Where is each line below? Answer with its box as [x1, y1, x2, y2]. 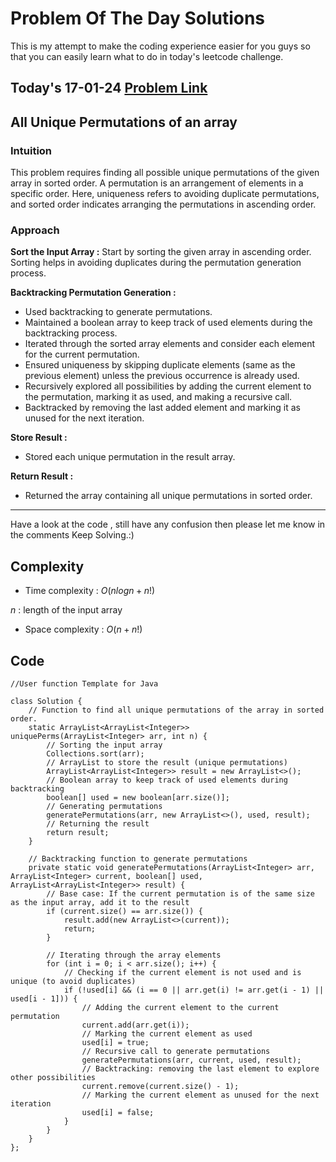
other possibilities [10, 1072, 97, 1082]
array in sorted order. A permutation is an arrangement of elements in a [10, 177, 304, 189]
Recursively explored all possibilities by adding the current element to [24, 380, 312, 392]
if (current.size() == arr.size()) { [46, 906, 203, 916]
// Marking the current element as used [81, 1028, 253, 1039]
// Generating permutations [46, 801, 163, 811]
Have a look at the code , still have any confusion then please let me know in [10, 518, 326, 531]
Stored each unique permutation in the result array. [24, 451, 236, 463]
